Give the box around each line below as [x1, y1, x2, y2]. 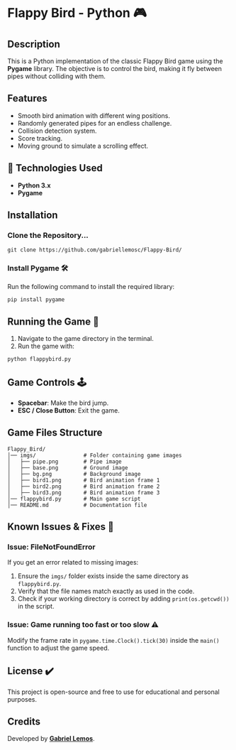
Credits [7, 715, 41, 727]
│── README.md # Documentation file [7, 501, 147, 509]
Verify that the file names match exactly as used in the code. [17, 587, 195, 596]
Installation [7, 210, 58, 222]
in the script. [17, 602, 55, 611]
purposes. [7, 695, 38, 703]
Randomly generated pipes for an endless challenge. [17, 119, 172, 127]
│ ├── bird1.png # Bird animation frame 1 [7, 477, 160, 484]
